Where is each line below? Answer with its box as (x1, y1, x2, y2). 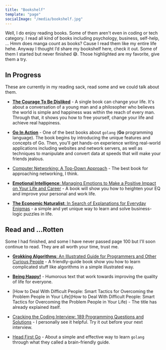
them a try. (5, 57, 27, 62)
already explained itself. (12, 304, 61, 310)
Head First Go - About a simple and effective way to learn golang (12, 334, 145, 340)
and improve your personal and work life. (12, 191, 97, 197)
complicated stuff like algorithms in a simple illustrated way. (12, 264, 135, 270)
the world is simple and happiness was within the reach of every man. (12, 110, 155, 116)
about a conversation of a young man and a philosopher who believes (12, 104, 155, 110)
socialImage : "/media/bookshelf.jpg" (5, 16, 83, 21)
